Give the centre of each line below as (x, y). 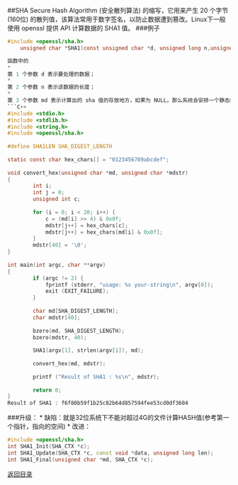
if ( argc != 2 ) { (58, 278)
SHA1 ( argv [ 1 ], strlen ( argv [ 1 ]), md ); (88, 350)
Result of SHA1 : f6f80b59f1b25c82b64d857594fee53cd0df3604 (98, 403)
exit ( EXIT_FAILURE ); (77, 291)
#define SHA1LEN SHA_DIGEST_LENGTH (60, 147)
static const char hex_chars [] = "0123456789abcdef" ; (89, 159)
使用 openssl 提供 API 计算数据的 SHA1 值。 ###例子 (84, 28)
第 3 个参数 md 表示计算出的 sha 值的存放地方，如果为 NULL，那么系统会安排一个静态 (119, 101)
